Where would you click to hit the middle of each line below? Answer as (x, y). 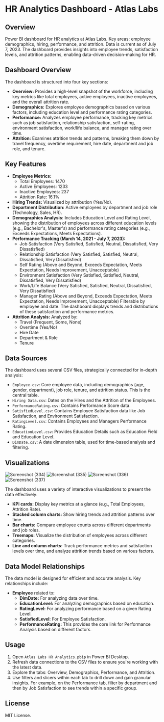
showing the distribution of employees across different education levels (84, 223)
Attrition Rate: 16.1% (39, 197)
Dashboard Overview (38, 70)
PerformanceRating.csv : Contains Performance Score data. (71, 405)
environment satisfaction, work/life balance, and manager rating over (82, 128)
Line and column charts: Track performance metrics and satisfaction (82, 546)
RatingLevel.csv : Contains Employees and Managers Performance (79, 421)
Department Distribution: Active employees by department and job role (85, 207)
